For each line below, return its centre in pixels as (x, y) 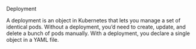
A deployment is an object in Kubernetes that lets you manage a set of (93, 20)
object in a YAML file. (33, 40)
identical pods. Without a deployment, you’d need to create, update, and (96, 27)
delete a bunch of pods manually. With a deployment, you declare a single (98, 33)
